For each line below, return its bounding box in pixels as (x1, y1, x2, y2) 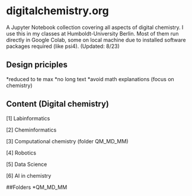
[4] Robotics (6, 149, 37, 156)
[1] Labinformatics (6, 114, 50, 122)
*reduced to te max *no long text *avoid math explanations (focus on (6, 75, 175, 82)
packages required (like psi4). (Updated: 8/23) (6, 43, 120, 50)
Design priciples (6, 60, 68, 70)
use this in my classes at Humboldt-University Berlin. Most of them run (6, 30, 179, 37)
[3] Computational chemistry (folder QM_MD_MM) (6, 137, 129, 144)
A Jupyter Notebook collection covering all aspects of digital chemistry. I (6, 24, 184, 31)
